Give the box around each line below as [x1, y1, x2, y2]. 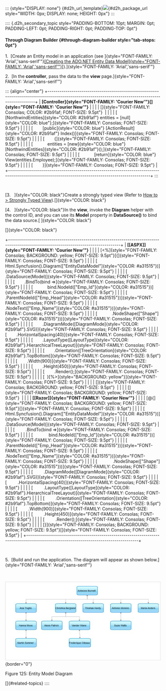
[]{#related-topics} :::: [5, 680, 50, 686]
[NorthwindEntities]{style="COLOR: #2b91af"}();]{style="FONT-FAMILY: [5, 147, 152, 153]
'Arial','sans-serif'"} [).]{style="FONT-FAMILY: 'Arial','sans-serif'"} [23, 64, 155, 70]
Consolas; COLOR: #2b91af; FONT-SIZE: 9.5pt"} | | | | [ [5, 109, 118, 115]
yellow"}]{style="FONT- [108, 374, 157, 380]
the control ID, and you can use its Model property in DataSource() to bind [5, 212, 157, 218]
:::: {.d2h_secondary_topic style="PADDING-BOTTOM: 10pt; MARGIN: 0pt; [5, 20, 155, 26]
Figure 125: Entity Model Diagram [5, 671, 73, 677]
